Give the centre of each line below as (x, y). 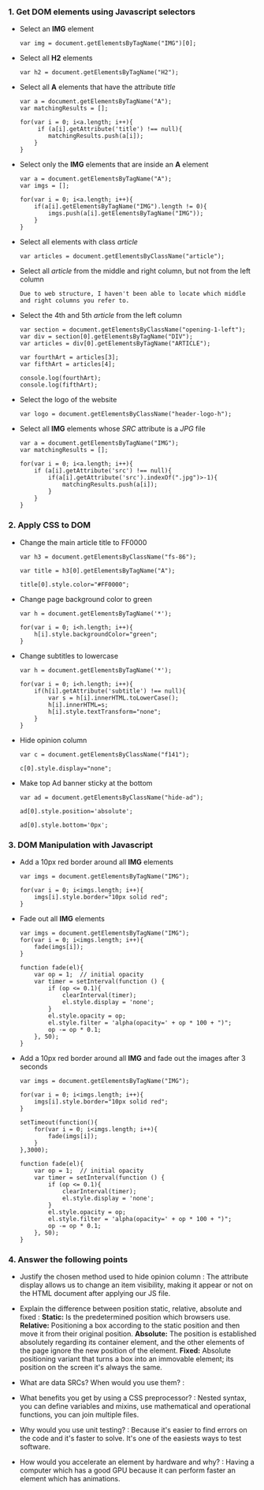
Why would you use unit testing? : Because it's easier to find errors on (133, 1430)
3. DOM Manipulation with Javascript (81, 845)
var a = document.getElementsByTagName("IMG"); (99, 443)
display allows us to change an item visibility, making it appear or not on (136, 1285)
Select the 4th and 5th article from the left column (101, 316)
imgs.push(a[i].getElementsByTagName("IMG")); (126, 214)
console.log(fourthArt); (60, 378)
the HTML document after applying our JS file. (95, 1294)
